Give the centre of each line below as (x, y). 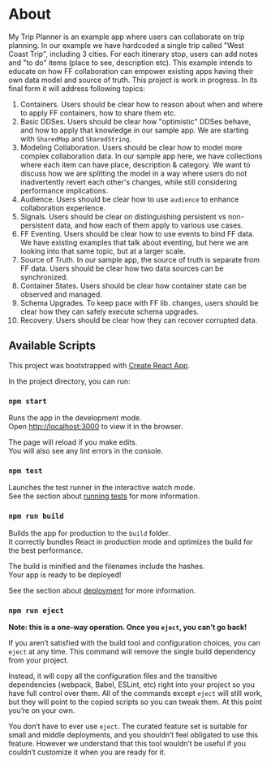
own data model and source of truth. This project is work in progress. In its (133, 80)
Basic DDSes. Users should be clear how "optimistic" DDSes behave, (135, 121)
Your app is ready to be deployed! (65, 575)
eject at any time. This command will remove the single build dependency (132, 651)
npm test (26, 471)
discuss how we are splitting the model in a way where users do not (133, 173)
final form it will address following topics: (77, 88)
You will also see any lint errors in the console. (86, 451)
